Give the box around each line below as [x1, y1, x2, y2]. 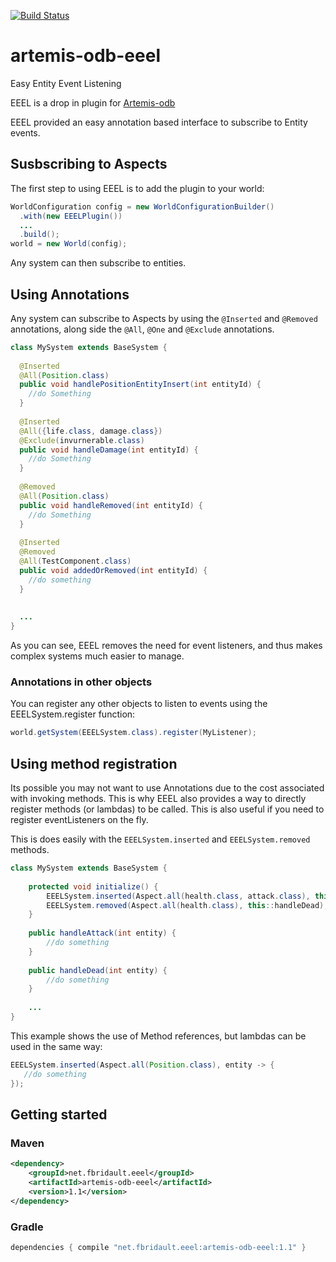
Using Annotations [10, 286, 130, 303]
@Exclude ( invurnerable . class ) [19, 435, 145, 445]
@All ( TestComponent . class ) [19, 556, 132, 567]
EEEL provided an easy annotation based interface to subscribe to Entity [10, 116, 308, 128]
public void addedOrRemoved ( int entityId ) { [19, 565, 208, 575]
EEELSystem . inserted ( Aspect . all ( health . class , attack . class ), [46, 891, 311, 901]
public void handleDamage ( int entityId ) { [19, 445, 199, 455]
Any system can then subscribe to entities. [10, 257, 187, 269]
